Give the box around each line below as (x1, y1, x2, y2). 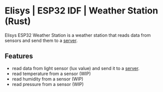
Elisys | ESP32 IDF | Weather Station (5, 5, 158, 16)
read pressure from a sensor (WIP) (12, 81, 84, 87)
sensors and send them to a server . (5, 37, 78, 43)
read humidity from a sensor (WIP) (12, 75, 84, 82)
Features (5, 52, 33, 60)
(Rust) (5, 15, 31, 27)
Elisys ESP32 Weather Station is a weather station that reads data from (5, 32, 151, 38)
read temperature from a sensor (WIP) (12, 70, 91, 76)
